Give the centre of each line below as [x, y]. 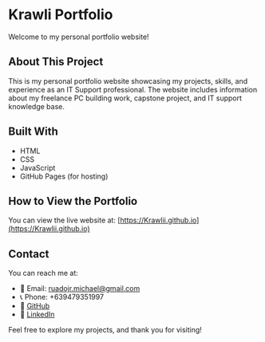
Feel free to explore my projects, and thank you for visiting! [105, 330]
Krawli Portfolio [61, 15]
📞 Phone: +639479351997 [62, 297]
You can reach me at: [43, 273]
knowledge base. [37, 106]
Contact [29, 254]
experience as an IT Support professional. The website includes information [133, 89]
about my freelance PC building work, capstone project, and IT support [125, 98]
